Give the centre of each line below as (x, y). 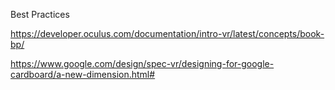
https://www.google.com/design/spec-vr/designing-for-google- (142, 63)
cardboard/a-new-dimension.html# (83, 74)
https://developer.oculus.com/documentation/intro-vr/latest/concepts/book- (167, 33)
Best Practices (40, 14)
